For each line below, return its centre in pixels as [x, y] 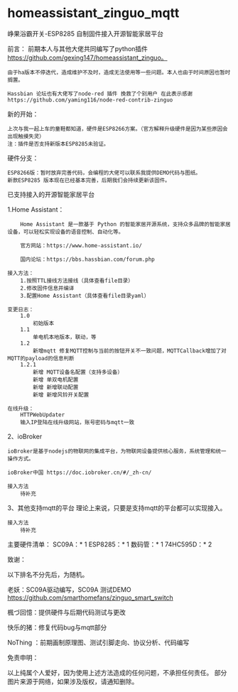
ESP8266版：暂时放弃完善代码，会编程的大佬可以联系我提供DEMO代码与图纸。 [104, 173]
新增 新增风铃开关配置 [61, 395]
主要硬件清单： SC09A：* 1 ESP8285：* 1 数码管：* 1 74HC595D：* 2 [110, 544]
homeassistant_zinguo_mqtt [93, 13]
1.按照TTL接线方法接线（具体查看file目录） [77, 281]
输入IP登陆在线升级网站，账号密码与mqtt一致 [77, 422]
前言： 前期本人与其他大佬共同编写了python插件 [77, 48]
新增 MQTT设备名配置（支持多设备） [78, 372]
